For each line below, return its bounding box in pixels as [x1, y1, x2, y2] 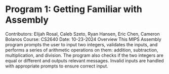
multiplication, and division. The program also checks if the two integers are [5, 52, 163, 58]
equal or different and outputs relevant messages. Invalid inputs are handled [5, 57, 164, 63]
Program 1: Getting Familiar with [5, 4, 143, 15]
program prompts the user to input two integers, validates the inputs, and [5, 41, 158, 47]
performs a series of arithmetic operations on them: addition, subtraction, [5, 47, 158, 53]
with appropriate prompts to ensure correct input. [5, 63, 109, 69]
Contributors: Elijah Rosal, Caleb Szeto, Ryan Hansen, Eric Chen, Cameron [5, 31, 160, 37]
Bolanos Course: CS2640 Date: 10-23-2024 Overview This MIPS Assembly [5, 36, 162, 42]
